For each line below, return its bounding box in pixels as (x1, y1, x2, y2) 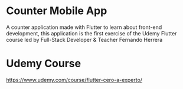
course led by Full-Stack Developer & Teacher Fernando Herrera (6, 36, 163, 43)
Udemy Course (6, 57, 81, 70)
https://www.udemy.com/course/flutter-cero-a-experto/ (6, 76, 143, 83)
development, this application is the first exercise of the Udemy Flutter (6, 29, 177, 37)
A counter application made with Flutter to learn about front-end (6, 24, 162, 31)
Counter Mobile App (6, 4, 107, 18)
